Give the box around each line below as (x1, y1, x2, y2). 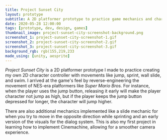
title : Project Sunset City (5, 7, 64, 12)
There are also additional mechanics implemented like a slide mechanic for (5, 108, 158, 114)
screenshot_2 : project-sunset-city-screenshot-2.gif (5, 40, 117, 45)
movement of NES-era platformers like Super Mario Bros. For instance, (5, 83, 150, 89)
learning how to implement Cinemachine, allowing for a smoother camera (5, 124, 156, 130)
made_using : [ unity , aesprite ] (5, 53, 70, 59)
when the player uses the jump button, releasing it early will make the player (5, 88, 161, 94)
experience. (5, 130, 30, 136)
